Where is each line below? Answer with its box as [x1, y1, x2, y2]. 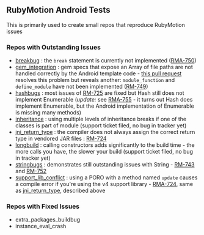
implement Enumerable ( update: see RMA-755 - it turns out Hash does [15, 96, 193, 103]
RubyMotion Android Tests [6, 5, 111, 15]
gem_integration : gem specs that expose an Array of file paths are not [15, 64, 194, 71]
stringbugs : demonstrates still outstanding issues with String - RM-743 [15, 161, 195, 168]
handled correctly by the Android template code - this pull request [15, 70, 182, 77]
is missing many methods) [15, 109, 81, 116]
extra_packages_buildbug [15, 216, 81, 223]
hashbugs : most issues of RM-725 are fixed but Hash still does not [15, 89, 184, 97]
